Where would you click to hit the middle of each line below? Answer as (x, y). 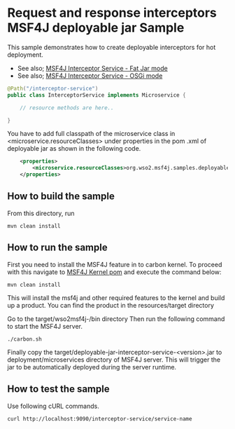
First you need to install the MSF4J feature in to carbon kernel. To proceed (115, 264)
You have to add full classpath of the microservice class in (91, 134)
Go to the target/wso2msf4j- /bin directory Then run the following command (116, 319)
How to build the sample (61, 197)
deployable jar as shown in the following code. (74, 149)
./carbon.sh (24, 339)
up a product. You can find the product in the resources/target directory (111, 305)
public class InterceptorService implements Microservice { (97, 95)
